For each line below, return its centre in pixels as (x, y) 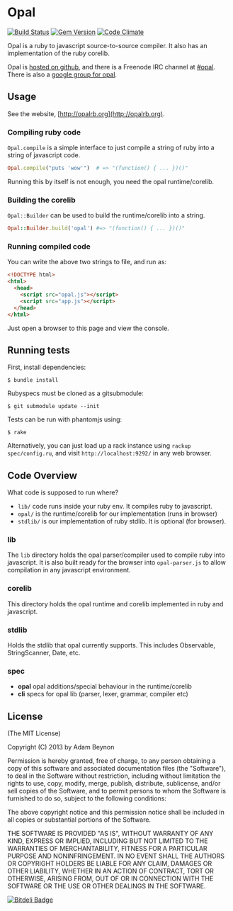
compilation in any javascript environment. (69, 570)
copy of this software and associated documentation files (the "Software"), (117, 769)
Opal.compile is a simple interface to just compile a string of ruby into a (111, 148)
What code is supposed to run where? (63, 492)
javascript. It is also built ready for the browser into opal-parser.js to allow (117, 562)
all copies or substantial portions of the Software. (79, 820)
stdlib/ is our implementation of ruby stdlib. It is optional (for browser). (122, 521)
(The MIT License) (34, 733)
